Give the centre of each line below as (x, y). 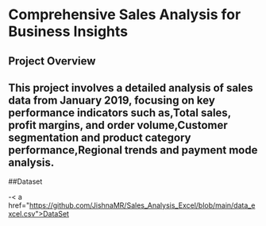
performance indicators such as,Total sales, (120, 113)
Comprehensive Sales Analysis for (125, 15)
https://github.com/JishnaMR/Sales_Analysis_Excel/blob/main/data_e (142, 205)
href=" (19, 205)
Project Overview (52, 61)
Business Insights (68, 31)
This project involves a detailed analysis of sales (131, 88)
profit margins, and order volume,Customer (118, 125)
